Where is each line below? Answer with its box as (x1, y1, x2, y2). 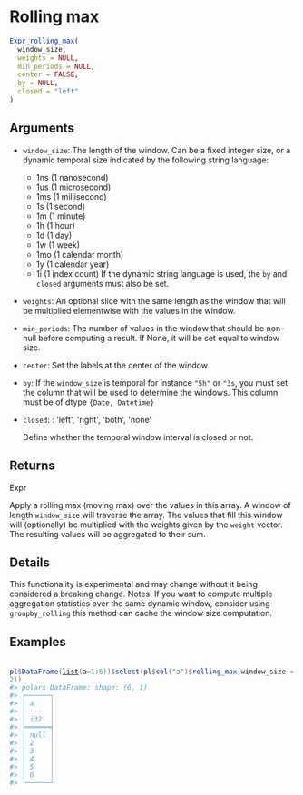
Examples (9, 633, 66, 650)
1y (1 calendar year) (35, 259, 110, 270)
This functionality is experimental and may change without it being (9, 579, 259, 590)
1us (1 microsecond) (35, 182, 112, 192)
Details (9, 555, 50, 570)
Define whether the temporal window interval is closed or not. (22, 431, 254, 442)
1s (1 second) (35, 201, 86, 211)
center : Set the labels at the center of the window (22, 359, 209, 370)
